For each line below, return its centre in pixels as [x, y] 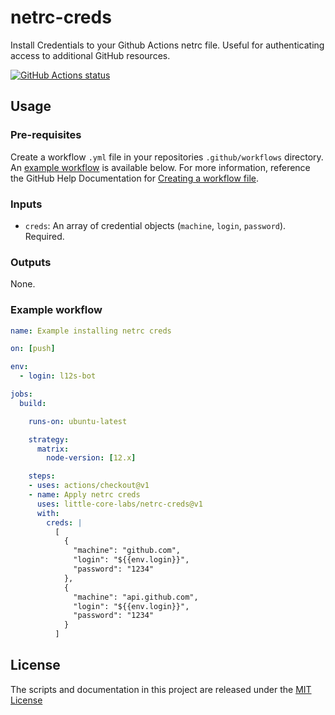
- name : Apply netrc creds [84, 495]
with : [48, 513]
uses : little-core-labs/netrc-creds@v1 [119, 504]
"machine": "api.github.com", [136, 597]
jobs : [21, 394]
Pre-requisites [46, 135]
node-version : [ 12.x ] [91, 458]
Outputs [31, 262]
